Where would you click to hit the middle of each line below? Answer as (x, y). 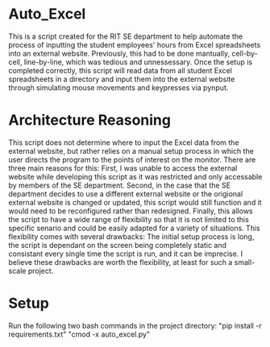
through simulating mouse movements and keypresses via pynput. (118, 87)
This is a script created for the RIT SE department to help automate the (126, 36)
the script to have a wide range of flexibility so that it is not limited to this (129, 219)
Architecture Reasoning (90, 120)
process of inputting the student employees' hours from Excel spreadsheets (135, 44)
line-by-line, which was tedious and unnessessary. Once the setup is (138, 62)
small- (245, 262)
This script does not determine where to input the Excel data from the (124, 143)
